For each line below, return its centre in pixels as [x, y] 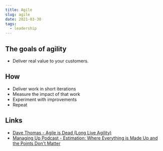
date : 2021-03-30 [23, 19]
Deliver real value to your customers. [50, 61]
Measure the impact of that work [46, 94]
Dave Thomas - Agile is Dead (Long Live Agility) [62, 132]
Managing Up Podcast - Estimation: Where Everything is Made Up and [85, 138]
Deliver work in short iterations [44, 89]
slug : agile [18, 15]
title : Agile [19, 10]
